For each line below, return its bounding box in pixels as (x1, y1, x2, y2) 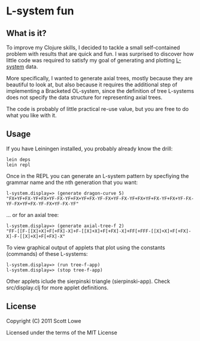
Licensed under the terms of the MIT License (6, 328, 118, 336)
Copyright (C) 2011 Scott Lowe (6, 317, 81, 324)
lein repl (6, 162, 31, 168)
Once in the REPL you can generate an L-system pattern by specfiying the (6, 172, 189, 179)
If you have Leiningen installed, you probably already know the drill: (6, 145, 173, 152)
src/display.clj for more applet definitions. (6, 283, 109, 291)
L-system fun (6, 4, 74, 18)
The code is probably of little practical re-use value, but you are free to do (6, 105, 189, 112)
